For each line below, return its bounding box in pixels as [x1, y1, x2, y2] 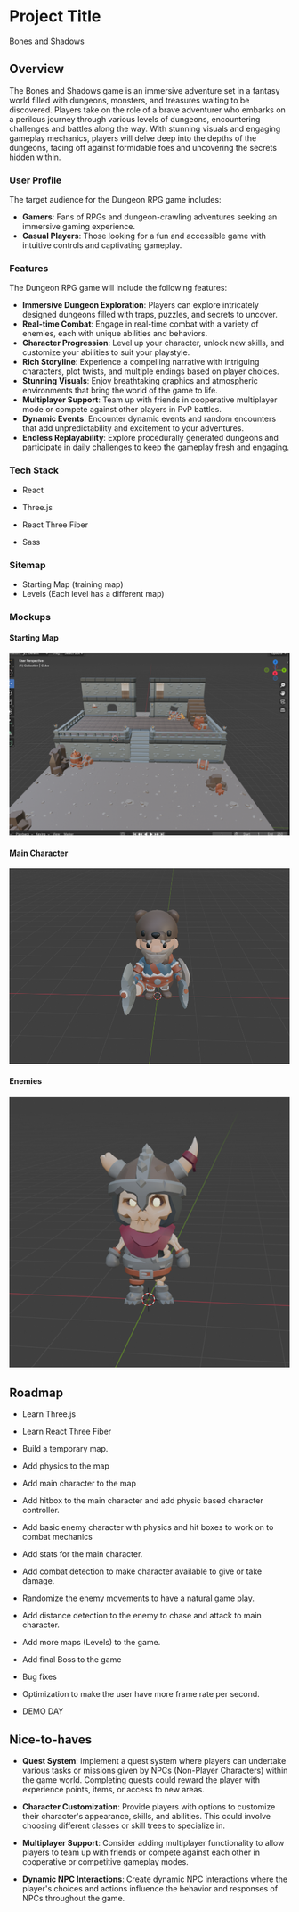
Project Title [9, 6, 101, 27]
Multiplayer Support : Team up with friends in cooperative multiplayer [21, 394, 278, 405]
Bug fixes [21, 1671, 58, 1683]
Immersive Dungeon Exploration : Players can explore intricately [21, 300, 260, 310]
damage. [21, 1576, 55, 1586]
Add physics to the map [21, 1461, 109, 1471]
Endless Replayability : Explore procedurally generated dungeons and [21, 433, 279, 443]
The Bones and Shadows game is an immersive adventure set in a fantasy [9, 85, 280, 95]
